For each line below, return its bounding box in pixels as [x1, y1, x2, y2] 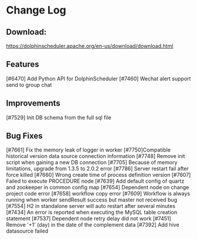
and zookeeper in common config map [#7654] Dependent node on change [6, 184, 189, 191]
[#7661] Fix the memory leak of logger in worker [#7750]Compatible [6, 146, 171, 153]
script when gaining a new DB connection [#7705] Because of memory [6, 159, 178, 166]
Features [6, 59, 39, 69]
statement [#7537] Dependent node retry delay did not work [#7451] [6, 215, 171, 222]
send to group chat [6, 81, 52, 88]
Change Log [6, 4, 66, 17]
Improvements [6, 98, 60, 109]
